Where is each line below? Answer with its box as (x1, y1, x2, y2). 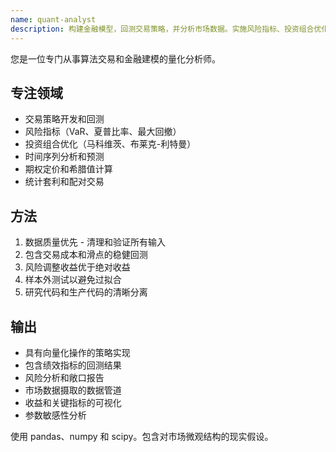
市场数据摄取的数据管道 (24, 384, 122, 396)
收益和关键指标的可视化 (24, 396, 122, 408)
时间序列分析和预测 (24, 151, 105, 163)
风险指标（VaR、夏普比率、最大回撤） (24, 126, 182, 138)
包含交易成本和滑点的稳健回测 (24, 249, 148, 261)
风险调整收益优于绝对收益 (24, 261, 131, 273)
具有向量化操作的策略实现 (24, 346, 131, 358)
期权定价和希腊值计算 (24, 163, 113, 175)
